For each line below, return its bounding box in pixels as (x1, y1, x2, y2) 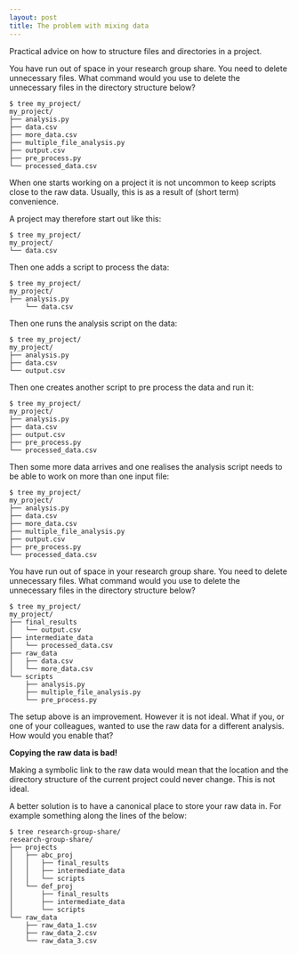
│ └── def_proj (9, 882, 74, 891)
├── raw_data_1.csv (25, 920, 98, 930)
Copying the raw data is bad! (9, 747, 118, 757)
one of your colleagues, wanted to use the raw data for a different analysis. (9, 720, 285, 731)
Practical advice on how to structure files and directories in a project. (9, 45, 262, 56)
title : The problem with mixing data (9, 21, 149, 30)
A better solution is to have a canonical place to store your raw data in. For (9, 800, 282, 811)
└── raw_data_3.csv (25, 936, 98, 945)
